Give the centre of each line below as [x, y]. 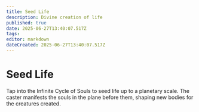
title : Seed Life [28, 12]
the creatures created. [33, 103]
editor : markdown [28, 39]
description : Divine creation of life [54, 17]
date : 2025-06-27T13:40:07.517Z [46, 28]
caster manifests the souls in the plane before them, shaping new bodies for [100, 97]
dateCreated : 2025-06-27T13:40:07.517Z [56, 45]
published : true [26, 23]
